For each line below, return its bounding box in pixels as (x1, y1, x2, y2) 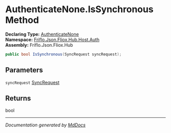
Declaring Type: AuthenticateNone (5, 31, 79, 37)
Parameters (5, 66, 43, 75)
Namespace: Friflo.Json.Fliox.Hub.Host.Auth (5, 37, 100, 43)
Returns (5, 94, 32, 103)
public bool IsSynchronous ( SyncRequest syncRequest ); (5, 52, 122, 57)
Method (5, 14, 39, 26)
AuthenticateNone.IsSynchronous (5, 4, 154, 15)
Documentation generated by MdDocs (5, 122, 85, 128)
